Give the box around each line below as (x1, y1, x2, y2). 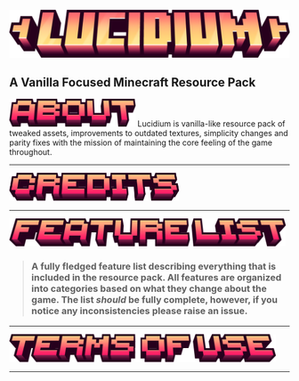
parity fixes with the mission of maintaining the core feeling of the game (9, 137, 273, 148)
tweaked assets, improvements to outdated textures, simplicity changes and (9, 128, 289, 139)
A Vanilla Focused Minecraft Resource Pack (9, 75, 256, 90)
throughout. (9, 147, 53, 158)
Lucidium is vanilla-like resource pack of (137, 118, 287, 129)
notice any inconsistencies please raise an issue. (30, 304, 248, 317)
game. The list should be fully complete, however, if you (30, 294, 279, 306)
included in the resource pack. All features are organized (30, 272, 282, 284)
